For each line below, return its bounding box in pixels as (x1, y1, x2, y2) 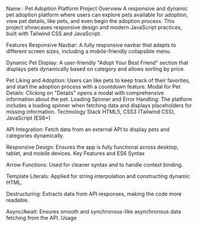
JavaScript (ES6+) (6, 114, 51, 121)
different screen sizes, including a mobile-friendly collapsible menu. (6, 48, 171, 55)
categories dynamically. (6, 132, 64, 139)
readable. (6, 197, 30, 203)
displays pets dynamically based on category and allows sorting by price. (6, 65, 185, 73)
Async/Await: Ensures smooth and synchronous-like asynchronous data (6, 208, 181, 215)
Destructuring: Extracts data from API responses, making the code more (6, 190, 182, 197)
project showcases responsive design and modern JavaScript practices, (6, 24, 182, 31)
